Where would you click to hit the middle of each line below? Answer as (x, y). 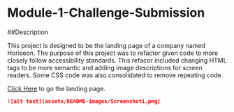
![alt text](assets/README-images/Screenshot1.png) (84, 101)
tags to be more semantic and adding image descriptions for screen (105, 67)
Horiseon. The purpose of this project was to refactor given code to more (113, 53)
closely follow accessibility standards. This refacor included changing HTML (117, 60)
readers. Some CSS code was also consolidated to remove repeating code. (115, 75)
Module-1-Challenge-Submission (106, 13)
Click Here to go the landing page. (57, 88)
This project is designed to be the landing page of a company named (107, 45)
